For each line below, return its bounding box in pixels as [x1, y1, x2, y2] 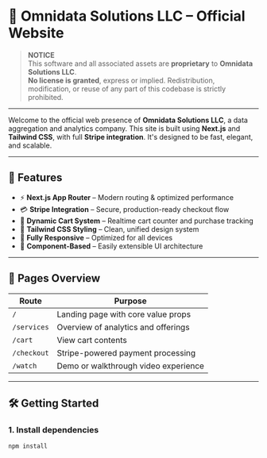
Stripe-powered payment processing [56, 347, 196, 358]
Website [8, 24, 64, 42]
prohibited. [27, 92, 64, 102]
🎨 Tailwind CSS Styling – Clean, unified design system [19, 224, 199, 233]
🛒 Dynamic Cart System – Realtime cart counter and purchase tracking [19, 216, 254, 225]
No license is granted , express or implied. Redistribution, [27, 75, 215, 85]
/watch [12, 361, 37, 370]
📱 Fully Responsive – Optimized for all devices [19, 233, 173, 242]
